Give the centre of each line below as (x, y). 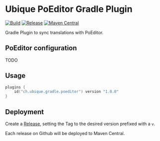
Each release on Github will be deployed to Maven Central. (65, 133)
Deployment (25, 112)
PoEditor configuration (41, 48)
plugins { (15, 87)
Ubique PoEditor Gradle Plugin (69, 9)
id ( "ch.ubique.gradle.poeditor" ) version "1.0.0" (67, 92)
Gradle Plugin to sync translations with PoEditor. (54, 32)
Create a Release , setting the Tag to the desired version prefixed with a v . (80, 124)
